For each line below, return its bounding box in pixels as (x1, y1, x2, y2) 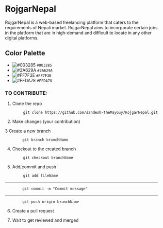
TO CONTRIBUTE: (5, 89, 48, 96)
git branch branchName (22, 138, 68, 142)
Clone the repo (12, 101, 42, 106)
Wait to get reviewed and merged (12, 217, 79, 223)
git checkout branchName (23, 156, 74, 160)
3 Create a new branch (5, 128, 51, 134)
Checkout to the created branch (12, 146, 76, 152)
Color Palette (5, 49, 45, 57)
